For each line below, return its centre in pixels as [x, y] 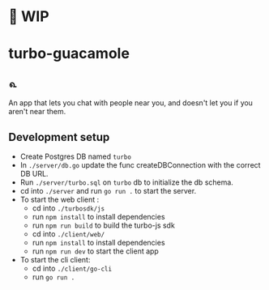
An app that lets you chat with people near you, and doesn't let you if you [131, 103]
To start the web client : [60, 199]
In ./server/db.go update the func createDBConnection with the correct [140, 165]
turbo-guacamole [69, 54]
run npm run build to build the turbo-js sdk [104, 225]
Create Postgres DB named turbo [76, 156]
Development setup [59, 137]
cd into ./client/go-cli [72, 268]
